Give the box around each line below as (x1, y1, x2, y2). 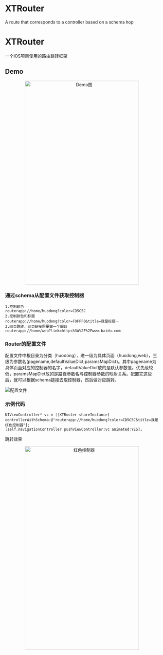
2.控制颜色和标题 (5, 314, 35, 318)
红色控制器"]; (5, 423, 30, 427)
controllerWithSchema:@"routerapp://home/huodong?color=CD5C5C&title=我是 (5, 417, 159, 423)
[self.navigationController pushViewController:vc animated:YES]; (5, 427, 143, 432)
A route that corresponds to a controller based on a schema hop (5, 19, 134, 25)
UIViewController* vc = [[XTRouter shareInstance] (5, 412, 110, 417)
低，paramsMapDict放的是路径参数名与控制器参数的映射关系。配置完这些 (5, 371, 152, 377)
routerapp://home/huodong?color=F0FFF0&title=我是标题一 (5, 318, 119, 324)
